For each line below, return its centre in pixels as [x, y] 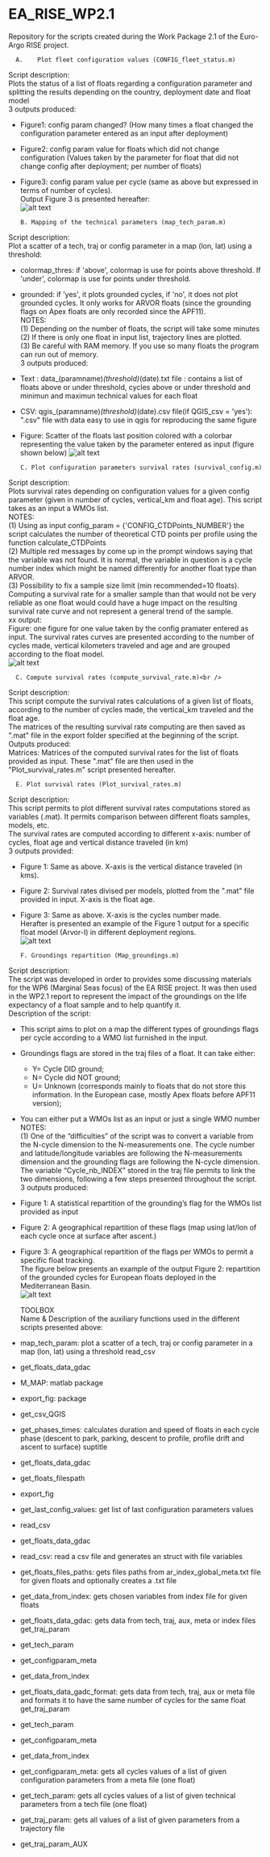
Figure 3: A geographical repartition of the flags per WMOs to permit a [137, 1251]
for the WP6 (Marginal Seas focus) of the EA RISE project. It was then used [133, 987]
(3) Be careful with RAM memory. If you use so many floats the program [139, 346]
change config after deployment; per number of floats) [111, 166]
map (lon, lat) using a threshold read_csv [87, 1351]
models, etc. [29, 825]
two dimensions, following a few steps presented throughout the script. [138, 1179]
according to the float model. [56, 654]
